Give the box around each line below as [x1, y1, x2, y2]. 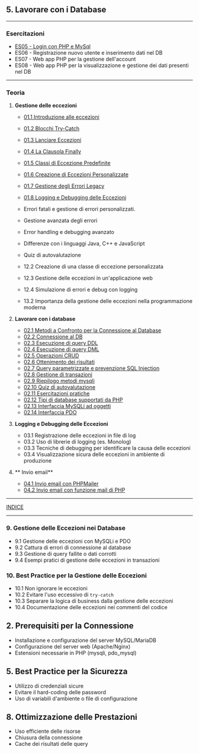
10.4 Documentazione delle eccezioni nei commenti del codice [14, 604, 168, 610]
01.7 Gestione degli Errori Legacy [23, 182, 105, 189]
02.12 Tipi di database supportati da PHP [23, 396, 123, 403]
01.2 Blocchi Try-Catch [23, 125, 80, 132]
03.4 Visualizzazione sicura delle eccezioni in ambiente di [23, 451, 165, 458]
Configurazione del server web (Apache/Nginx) [14, 643, 131, 650]
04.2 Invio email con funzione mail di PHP [23, 486, 126, 493]
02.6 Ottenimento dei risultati [23, 359, 95, 366]
